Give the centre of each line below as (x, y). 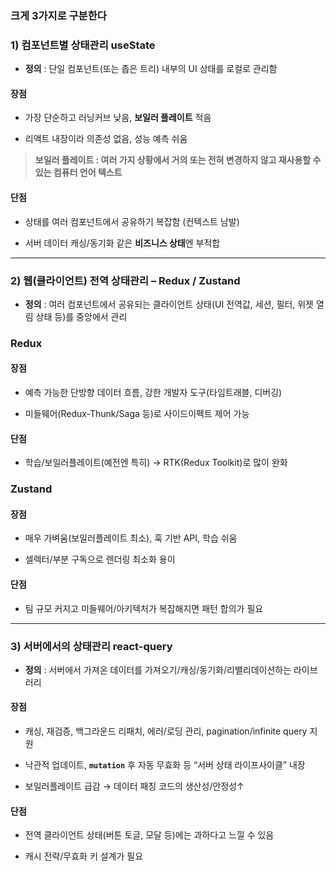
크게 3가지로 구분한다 (58, 15)
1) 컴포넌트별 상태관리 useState (83, 45)
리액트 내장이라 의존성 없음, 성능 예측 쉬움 (106, 139)
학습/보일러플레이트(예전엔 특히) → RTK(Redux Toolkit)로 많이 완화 (156, 463)
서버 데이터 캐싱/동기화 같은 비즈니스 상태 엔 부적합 (122, 243)
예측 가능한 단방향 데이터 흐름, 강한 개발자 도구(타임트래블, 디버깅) (153, 393)
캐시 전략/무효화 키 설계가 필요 (84, 856)
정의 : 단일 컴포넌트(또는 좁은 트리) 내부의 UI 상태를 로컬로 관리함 (151, 69)
